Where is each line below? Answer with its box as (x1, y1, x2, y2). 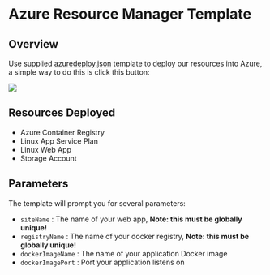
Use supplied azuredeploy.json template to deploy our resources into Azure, (8, 58, 263, 68)
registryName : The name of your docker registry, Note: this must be (19, 231, 250, 241)
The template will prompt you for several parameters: (8, 198, 186, 208)
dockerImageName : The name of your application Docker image (19, 248, 228, 258)
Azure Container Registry (19, 127, 105, 137)
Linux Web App (19, 144, 71, 154)
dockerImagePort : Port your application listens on (19, 257, 185, 267)
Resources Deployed (8, 106, 116, 120)
